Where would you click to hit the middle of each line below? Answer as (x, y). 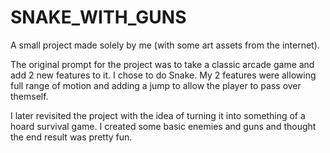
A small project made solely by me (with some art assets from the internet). (165, 45)
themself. (29, 96)
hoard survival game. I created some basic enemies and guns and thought (163, 126)
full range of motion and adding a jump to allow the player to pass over (156, 85)
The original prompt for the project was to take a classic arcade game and (162, 64)
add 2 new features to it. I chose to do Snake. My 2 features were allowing (163, 75)
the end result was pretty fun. (71, 137)
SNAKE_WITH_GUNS (98, 17)
